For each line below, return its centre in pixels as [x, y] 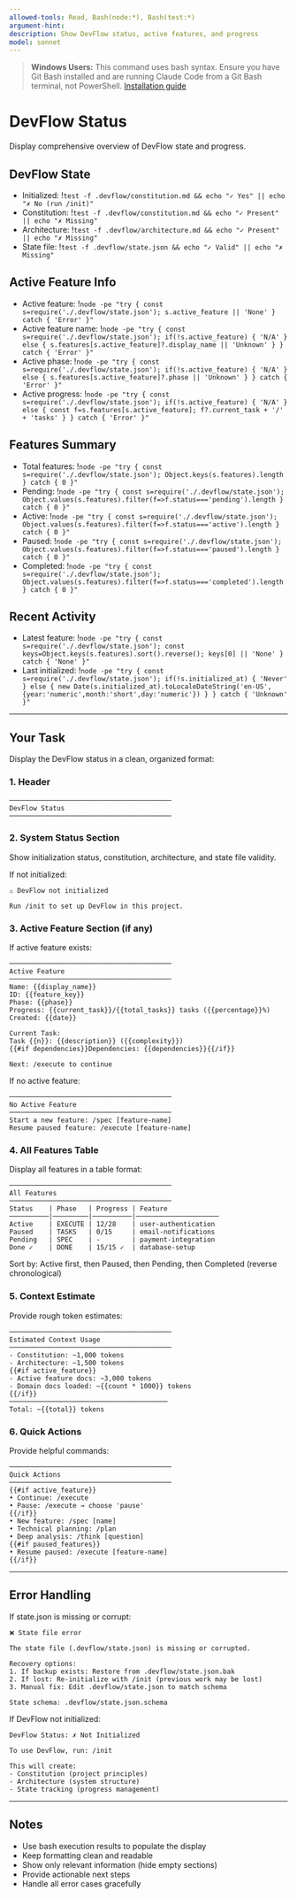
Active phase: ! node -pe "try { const [91, 361]
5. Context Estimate [52, 1296]
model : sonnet [35, 42]
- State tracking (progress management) [85, 1789]
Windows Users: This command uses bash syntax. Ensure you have [155, 67]
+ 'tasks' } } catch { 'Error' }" [85, 418]
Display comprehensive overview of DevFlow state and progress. [128, 146]
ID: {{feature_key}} [47, 995]
